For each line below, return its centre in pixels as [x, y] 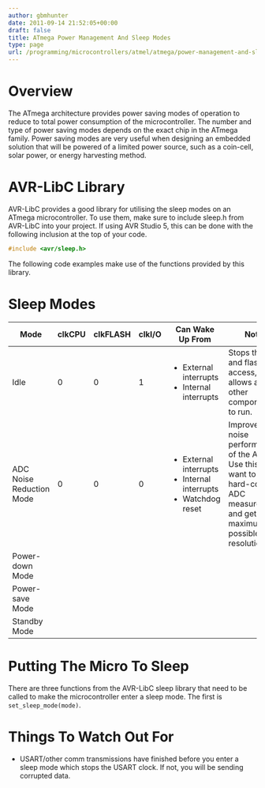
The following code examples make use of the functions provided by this [126, 264]
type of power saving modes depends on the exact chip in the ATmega [123, 130]
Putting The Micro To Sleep [99, 666]
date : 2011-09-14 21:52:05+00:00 [63, 23]
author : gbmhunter [38, 15]
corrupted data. [45, 775]
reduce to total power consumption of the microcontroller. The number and [130, 121]
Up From [195, 339]
